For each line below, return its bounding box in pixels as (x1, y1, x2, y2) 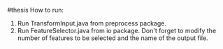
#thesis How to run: (7, 6, 64, 14)
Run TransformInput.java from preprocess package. (17, 19, 166, 27)
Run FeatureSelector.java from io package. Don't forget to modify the (17, 27, 217, 35)
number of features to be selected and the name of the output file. (17, 34, 208, 42)
